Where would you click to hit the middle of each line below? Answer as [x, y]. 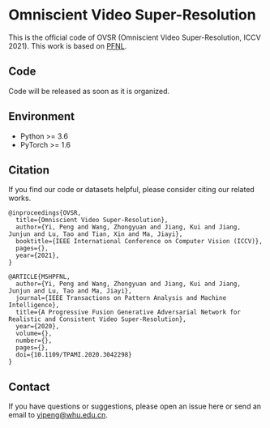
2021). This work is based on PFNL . [68, 45]
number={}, [34, 341]
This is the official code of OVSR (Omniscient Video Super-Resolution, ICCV [135, 37]
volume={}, [34, 334]
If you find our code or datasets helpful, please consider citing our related [132, 190]
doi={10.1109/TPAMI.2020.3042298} [74, 355]
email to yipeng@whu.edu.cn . [58, 415]
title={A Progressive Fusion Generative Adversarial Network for [129, 312]
